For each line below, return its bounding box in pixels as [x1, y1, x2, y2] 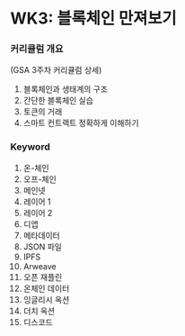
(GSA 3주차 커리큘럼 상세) [10, 65, 102, 76]
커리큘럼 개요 [10, 42, 64, 55]
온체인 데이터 [22, 283, 70, 294]
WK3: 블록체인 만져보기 [10, 8, 177, 29]
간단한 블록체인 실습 [22, 95, 93, 106]
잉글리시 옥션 [22, 294, 70, 304]
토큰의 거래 [22, 106, 63, 117]
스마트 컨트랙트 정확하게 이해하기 [22, 118, 139, 129]
